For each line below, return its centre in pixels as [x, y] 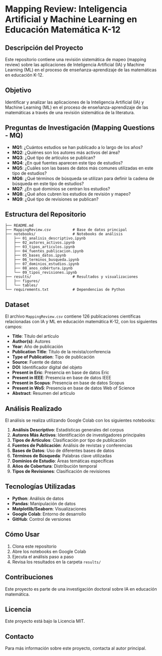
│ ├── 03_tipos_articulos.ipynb [40, 247]
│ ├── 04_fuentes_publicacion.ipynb [44, 251]
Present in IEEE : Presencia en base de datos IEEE [62, 378]
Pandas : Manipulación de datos [44, 503]
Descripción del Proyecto [44, 48]
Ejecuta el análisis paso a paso [43, 556]
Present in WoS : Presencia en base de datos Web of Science [73, 388]
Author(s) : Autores [31, 341]
